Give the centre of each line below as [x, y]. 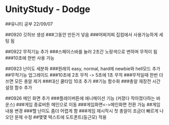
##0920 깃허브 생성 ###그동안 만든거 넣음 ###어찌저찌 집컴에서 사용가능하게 [82, 34]
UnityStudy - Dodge [48, 9]
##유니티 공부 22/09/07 [29, 24]
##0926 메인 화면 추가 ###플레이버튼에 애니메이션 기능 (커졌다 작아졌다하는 [80, 98]
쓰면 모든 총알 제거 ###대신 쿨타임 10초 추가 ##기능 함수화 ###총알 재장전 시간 [83, 81]
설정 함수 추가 [19, 87]
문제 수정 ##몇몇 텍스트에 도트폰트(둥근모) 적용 [61, 117]
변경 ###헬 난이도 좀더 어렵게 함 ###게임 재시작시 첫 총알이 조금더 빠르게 [86, 111]
